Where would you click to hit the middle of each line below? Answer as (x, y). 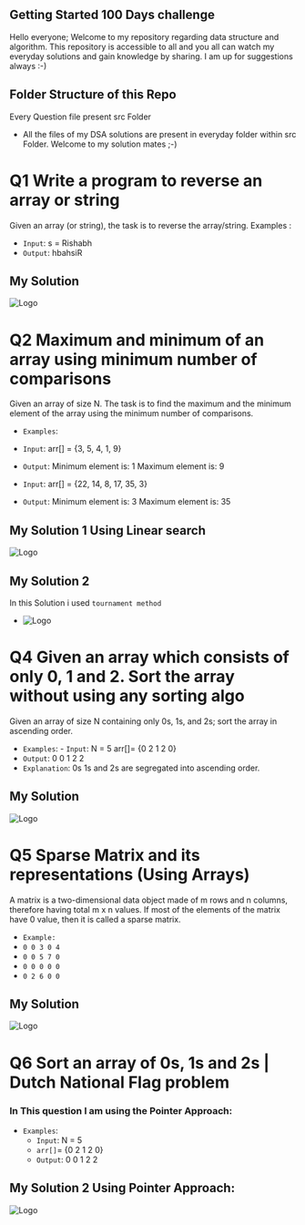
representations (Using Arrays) (130, 874)
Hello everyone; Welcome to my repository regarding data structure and (144, 36)
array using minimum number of (133, 359)
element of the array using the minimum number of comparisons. (132, 413)
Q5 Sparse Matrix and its (105, 855)
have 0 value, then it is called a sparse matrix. (95, 919)
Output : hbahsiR (52, 252)
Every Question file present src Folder (81, 117)
